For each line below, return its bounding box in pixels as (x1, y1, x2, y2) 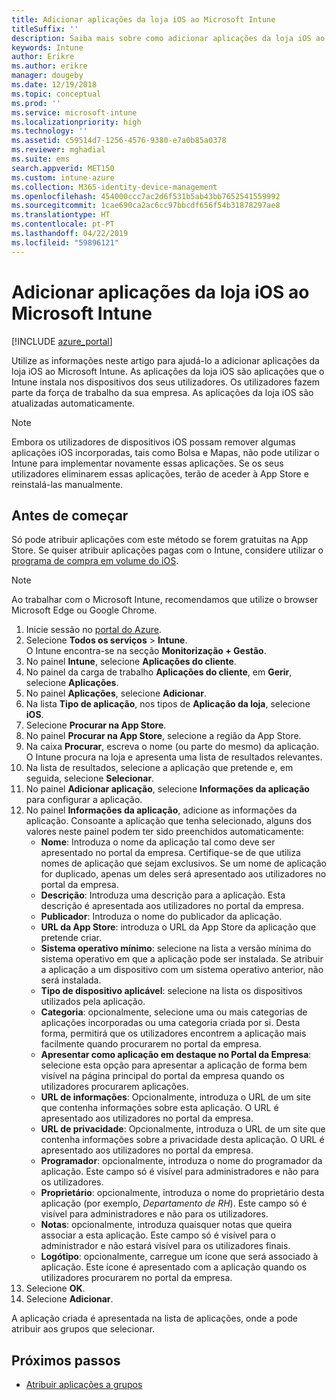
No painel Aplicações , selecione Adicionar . (25, 687, 207, 700)
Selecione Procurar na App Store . (25, 719, 167, 731)
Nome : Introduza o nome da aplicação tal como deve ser (40, 836, 276, 848)
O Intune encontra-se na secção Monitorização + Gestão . (25, 645, 267, 657)
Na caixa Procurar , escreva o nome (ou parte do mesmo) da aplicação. (25, 741, 320, 753)
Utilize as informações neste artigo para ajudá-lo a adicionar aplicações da (11, 354, 320, 366)
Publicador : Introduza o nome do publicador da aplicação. (40, 911, 283, 923)
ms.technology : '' (11, 126, 88, 136)
